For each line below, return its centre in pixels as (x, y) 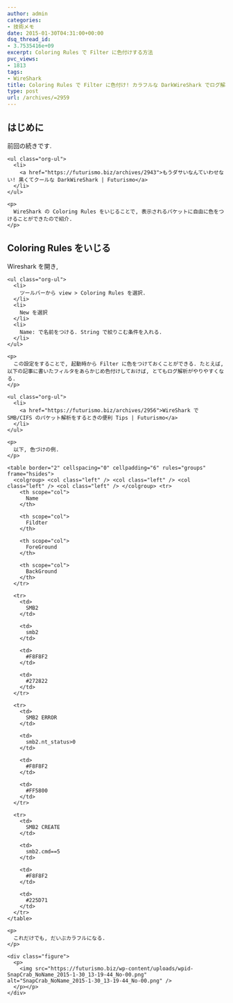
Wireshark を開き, (33, 266)
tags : (15, 72)
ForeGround (41, 547)
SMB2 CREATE (43, 827)
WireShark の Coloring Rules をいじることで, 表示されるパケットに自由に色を (116, 212)
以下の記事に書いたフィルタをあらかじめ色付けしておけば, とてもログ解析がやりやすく (113, 371)
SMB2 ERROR (41, 718)
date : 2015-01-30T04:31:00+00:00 (55, 33)
